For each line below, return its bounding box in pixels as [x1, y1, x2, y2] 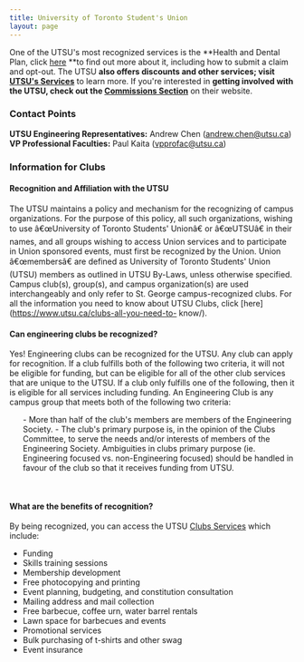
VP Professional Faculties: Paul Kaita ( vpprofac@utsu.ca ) [9, 138, 227, 149]
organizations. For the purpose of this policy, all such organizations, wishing [9, 212, 293, 223]
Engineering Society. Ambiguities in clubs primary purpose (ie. [22, 443, 256, 454]
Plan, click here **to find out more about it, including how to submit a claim [9, 56, 289, 67]
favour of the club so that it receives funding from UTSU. [22, 462, 234, 473]
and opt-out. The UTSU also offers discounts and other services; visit [9, 65, 275, 77]
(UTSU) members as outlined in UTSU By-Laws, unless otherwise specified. [9, 268, 292, 279]
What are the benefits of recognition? [9, 501, 154, 511]
